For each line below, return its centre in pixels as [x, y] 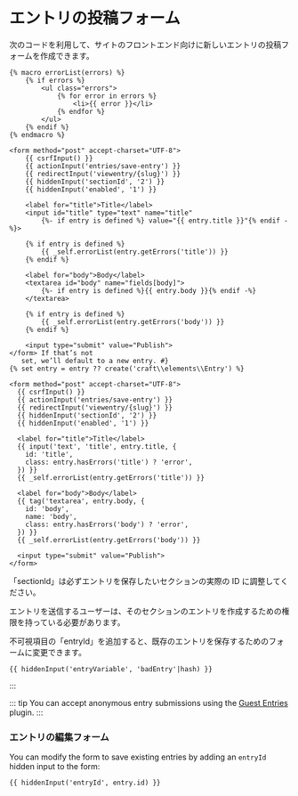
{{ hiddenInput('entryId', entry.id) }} [85, 783]
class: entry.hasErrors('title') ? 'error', [109, 462]
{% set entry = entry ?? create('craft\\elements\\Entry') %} [127, 369]
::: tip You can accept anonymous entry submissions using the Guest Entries [149, 703]
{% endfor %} [81, 111]
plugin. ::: [26, 712]
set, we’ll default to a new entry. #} [95, 361]
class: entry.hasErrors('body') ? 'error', [107, 524]
